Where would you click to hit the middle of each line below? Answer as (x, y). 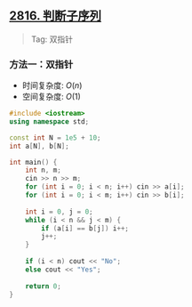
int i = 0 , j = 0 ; (59, 212)
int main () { (33, 162)
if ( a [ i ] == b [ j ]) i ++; (85, 228)
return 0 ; (44, 286)
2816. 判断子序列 (56, 16)
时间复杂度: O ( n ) (52, 85)
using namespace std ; (49, 121)
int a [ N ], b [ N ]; (39, 146)
